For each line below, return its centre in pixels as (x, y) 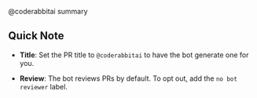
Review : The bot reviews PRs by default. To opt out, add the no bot (128, 78)
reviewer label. (44, 86)
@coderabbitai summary (48, 11)
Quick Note (36, 36)
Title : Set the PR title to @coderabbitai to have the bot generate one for (134, 55)
